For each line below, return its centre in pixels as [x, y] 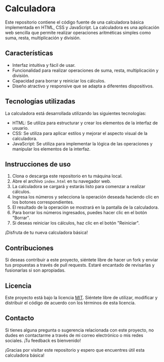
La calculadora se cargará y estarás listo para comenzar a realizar [79, 187]
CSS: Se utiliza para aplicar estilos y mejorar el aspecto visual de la [80, 133]
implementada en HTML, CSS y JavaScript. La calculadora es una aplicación [82, 27]
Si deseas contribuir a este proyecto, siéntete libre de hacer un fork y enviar [82, 260]
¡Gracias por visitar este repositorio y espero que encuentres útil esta [75, 350]
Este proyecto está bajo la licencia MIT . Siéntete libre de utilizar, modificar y [81, 297]
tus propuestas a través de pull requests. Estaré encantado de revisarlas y [80, 265]
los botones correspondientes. [43, 202]
